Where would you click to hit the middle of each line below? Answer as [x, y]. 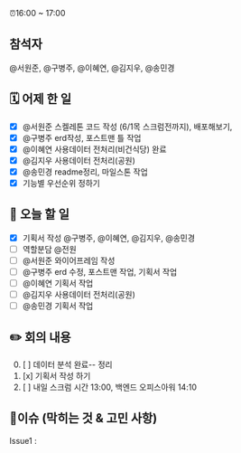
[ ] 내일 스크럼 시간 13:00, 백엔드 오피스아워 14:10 [109, 387]
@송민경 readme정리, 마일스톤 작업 [85, 172]
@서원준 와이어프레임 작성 [69, 260]
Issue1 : [23, 440]
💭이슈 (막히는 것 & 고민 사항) [83, 418]
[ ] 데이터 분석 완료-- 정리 [67, 364]
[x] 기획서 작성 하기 [56, 376]
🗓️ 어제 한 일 [41, 99]
